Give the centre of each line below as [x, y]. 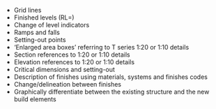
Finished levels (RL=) [44, 17]
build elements [35, 99]
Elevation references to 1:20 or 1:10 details [74, 62]
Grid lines [28, 10]
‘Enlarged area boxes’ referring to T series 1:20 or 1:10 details [101, 47]
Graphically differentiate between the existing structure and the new [111, 92]
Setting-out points [40, 40]
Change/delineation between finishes [68, 84]
